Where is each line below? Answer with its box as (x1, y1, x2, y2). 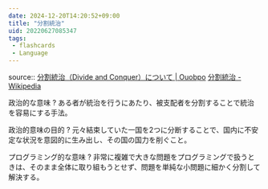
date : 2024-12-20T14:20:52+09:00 (8, 11, 120, 20)
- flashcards (11, 42, 56, 50)
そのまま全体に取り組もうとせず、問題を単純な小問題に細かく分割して (29, 162, 261, 171)
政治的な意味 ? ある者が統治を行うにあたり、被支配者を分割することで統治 (8, 98, 255, 107)
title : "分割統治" (8, 19, 66, 27)
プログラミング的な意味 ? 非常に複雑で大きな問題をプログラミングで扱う (8, 152, 249, 162)
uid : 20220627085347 (8, 27, 78, 35)
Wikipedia (8, 81, 42, 91)
